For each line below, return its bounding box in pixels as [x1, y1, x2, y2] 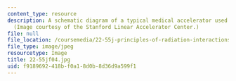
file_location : [7, 37, 52, 44]
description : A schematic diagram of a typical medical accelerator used [7, 17, 228, 24]
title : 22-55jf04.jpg [7, 56, 71, 63]
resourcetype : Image [7, 50, 68, 57]
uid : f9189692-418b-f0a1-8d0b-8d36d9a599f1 [7, 63, 137, 70]
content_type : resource [7, 10, 77, 18]
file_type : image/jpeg [7, 43, 74, 50]
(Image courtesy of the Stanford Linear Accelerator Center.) [13, 23, 199, 30]
